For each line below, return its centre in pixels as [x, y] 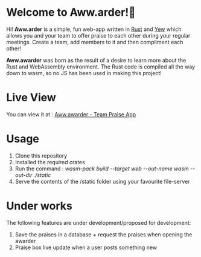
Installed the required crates [50, 162]
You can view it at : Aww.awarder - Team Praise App [71, 114]
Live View [31, 98]
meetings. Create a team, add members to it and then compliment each [95, 42]
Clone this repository [41, 155]
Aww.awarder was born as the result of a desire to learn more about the [96, 60]
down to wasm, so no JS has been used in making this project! [84, 73]
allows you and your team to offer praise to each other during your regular [98, 35]
